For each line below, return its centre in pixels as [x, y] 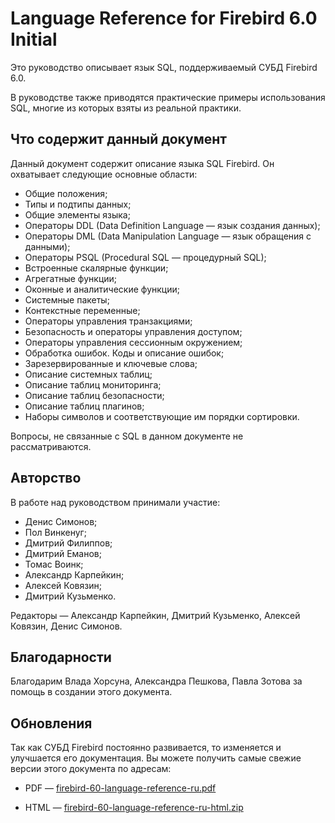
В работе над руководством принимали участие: [115, 502]
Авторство [46, 478]
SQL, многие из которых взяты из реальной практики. [126, 108]
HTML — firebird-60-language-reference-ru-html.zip [134, 808]
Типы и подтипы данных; [78, 204]
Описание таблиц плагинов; [84, 406]
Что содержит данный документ [118, 139]
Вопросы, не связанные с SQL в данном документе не [127, 436]
